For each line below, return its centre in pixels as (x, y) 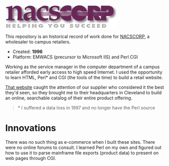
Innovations (31, 128)
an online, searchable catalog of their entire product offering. (69, 98)
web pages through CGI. (31, 158)
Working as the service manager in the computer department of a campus (82, 67)
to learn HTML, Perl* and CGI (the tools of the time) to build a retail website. (84, 77)
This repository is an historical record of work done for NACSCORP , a (78, 36)
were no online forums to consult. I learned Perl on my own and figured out (83, 147)
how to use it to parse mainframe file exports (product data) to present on (82, 153)
